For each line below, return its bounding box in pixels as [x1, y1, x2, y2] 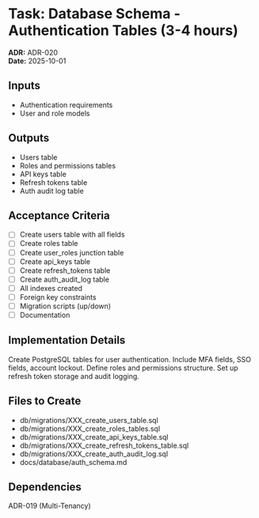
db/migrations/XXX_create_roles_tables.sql [19, 424, 161, 433]
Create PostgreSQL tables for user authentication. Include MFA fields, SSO [8, 354, 252, 364]
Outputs [8, 131, 50, 145]
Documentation [19, 310, 70, 319]
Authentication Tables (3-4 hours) [8, 21, 239, 40]
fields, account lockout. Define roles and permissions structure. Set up [8, 363, 239, 372]
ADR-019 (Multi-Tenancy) [8, 501, 91, 511]
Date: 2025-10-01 [8, 56, 67, 66]
